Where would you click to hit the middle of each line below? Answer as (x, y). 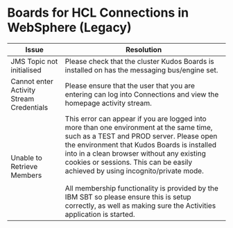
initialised (26, 70)
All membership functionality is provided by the (141, 188)
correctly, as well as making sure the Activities (140, 205)
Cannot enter (32, 81)
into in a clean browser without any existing (135, 153)
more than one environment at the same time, (139, 127)
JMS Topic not (34, 61)
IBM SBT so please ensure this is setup (128, 197)
